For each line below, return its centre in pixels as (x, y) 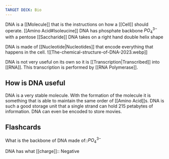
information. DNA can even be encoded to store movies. (64, 111)
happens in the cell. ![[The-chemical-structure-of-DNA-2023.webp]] (76, 52)
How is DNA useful (35, 83)
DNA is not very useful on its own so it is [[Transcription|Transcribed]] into (82, 62)
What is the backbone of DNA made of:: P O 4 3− (53, 140)
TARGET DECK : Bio (23, 10)
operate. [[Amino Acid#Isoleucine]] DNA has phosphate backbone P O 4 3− (81, 31)
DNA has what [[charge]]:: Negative (42, 151)
